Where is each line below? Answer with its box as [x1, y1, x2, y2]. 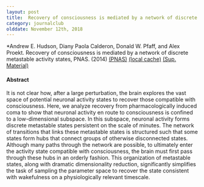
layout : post [6, 9, 40, 15]
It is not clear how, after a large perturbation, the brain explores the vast [6, 90, 187, 97]
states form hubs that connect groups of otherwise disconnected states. [6, 135, 188, 142]
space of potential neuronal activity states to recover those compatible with [6, 96, 196, 104]
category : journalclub [6, 20, 64, 26]
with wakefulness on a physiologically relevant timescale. [6, 174, 150, 181]
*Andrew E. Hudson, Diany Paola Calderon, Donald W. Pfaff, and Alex [6, 43, 180, 50]
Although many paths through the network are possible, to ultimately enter [6, 141, 193, 149]
